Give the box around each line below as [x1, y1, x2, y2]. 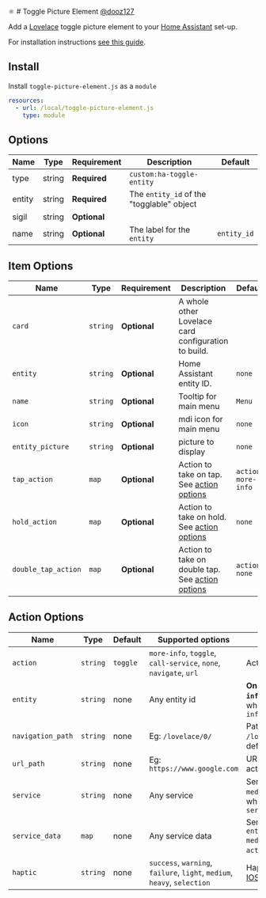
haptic [12, 868, 37, 877]
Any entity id [149, 694, 196, 705]
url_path [12, 759, 45, 768]
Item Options [8, 259, 74, 272]
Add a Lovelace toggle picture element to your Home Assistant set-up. [8, 22, 238, 31]
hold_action [12, 517, 58, 527]
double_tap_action [12, 565, 82, 574]
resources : [8, 97, 44, 104]
